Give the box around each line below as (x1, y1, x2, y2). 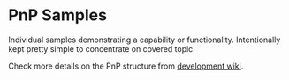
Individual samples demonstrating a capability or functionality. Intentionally (8, 34, 281, 45)
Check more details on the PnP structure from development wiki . (8, 61, 244, 71)
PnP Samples (8, 5, 108, 25)
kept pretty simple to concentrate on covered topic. (8, 43, 195, 54)
